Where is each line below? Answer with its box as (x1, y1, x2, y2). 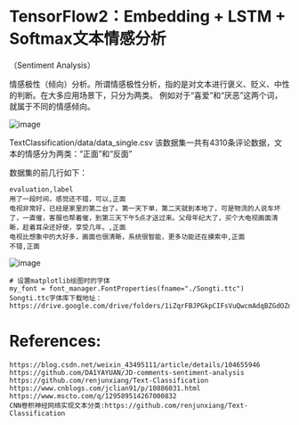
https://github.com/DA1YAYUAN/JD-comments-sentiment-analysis (9, 368, 245, 377)
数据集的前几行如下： (9, 167, 87, 177)
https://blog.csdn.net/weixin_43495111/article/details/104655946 (9, 360, 261, 369)
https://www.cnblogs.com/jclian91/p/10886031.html (9, 383, 201, 393)
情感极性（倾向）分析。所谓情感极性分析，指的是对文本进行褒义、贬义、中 (9, 78, 282, 89)
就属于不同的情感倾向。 (9, 101, 95, 111)
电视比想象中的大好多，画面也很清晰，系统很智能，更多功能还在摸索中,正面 (9, 232, 246, 241)
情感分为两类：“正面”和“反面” (24, 148, 133, 159)
